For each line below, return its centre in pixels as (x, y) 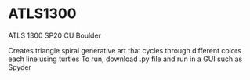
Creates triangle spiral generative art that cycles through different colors (125, 50)
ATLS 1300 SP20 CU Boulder (55, 35)
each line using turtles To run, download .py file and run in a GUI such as (125, 59)
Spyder (20, 67)
